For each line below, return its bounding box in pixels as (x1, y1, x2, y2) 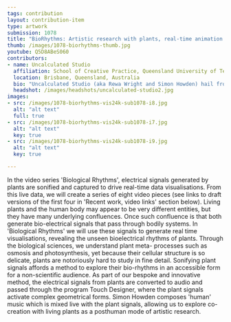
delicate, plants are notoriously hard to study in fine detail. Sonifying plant (7, 256, 217, 264)
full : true (13, 112, 45, 119)
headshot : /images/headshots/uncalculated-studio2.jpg (13, 87, 174, 94)
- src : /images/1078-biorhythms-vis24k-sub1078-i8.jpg (7, 100, 168, 107)
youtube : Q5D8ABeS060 (7, 49, 69, 56)
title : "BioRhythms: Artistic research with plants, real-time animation (7, 36, 223, 43)
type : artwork (7, 23, 48, 30)
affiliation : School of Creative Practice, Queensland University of (13, 67, 217, 74)
